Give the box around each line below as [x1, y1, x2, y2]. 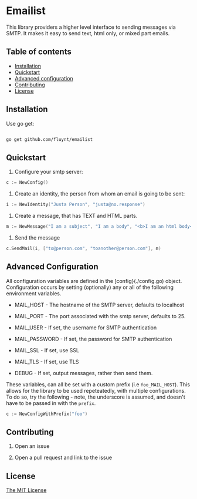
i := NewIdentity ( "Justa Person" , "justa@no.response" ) [6, 201, 145, 208]
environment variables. [6, 289, 62, 297]
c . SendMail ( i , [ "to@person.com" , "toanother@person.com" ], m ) [6, 245, 161, 251]
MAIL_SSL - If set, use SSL [14, 346, 79, 353]
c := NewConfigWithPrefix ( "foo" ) [6, 411, 88, 417]
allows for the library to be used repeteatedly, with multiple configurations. [6, 387, 186, 394]
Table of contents [6, 47, 72, 57]
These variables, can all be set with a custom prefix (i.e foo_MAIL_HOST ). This [6, 380, 191, 388]
